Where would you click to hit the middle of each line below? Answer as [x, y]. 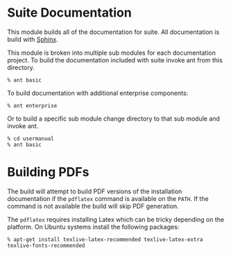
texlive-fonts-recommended [46, 245]
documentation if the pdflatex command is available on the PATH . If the [108, 198]
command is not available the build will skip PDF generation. [93, 206]
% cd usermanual [31, 139]
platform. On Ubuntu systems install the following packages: [93, 227]
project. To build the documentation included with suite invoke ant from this [115, 60]
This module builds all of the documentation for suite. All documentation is [113, 32]
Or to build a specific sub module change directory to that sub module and [114, 118]
